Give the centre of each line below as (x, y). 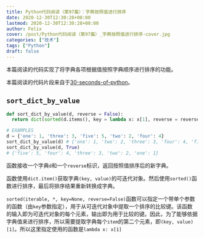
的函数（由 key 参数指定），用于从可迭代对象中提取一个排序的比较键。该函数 (100, 206)
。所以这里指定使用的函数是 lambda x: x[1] (68, 229)
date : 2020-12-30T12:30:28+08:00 (49, 18)
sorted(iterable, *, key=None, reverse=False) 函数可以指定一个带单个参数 (101, 199)
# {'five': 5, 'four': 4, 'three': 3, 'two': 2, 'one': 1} (83, 153)
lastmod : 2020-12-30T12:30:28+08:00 (53, 23)
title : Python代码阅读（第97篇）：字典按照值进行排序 (66, 12)
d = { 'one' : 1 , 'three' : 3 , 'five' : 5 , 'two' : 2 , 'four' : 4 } (85, 136)
